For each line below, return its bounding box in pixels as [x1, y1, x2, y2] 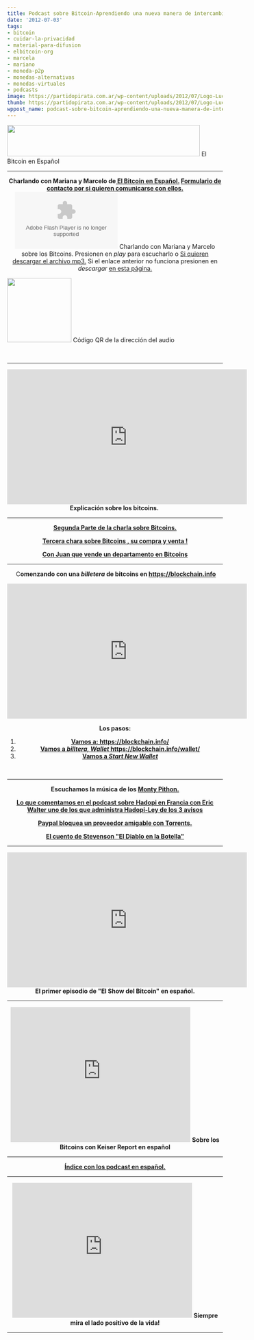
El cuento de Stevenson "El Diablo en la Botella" [45, 832, 185, 840]
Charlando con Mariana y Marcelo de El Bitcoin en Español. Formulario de [8, 176, 222, 185]
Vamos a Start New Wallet [81, 752, 159, 760]
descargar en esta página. [77, 264, 153, 272]
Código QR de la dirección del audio [73, 335, 175, 344]
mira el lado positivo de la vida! [70, 1318, 160, 1327]
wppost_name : [7, 106, 45, 112]
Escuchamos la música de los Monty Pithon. [51, 785, 179, 793]
